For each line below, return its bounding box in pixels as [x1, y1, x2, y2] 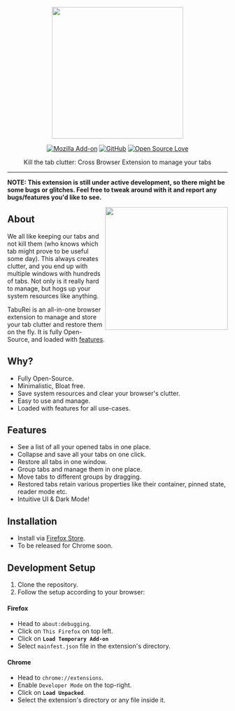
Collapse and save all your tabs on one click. [17, 450, 146, 459]
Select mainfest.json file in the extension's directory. [17, 642, 171, 651]
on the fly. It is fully [7, 327, 62, 336]
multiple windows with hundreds [7, 269, 101, 277]
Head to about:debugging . [17, 620, 92, 628]
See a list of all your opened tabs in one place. [17, 443, 151, 451]
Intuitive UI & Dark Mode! [17, 495, 90, 503]
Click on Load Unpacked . [17, 689, 86, 697]
